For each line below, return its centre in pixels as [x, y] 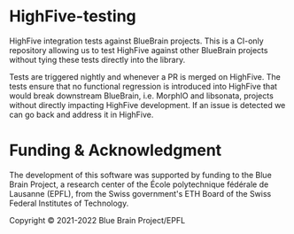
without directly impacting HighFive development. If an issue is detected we [147, 105]
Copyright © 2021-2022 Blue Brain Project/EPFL [97, 220]
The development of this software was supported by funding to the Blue [140, 175]
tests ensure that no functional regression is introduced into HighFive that [143, 86]
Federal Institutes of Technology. [69, 203]
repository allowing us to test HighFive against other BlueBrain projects [139, 50]
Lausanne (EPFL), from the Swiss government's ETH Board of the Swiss [140, 193]
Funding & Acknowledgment [116, 150]
